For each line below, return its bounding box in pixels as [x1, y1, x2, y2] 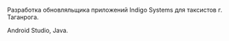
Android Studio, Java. [7, 27, 69, 34]
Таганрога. [7, 13, 39, 21]
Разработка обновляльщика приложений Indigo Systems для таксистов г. [7, 6, 222, 14]
